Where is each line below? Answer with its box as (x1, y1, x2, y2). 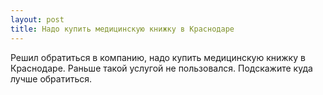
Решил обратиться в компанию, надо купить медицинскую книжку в (10, 51, 306, 63)
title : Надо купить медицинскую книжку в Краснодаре (10, 24, 235, 34)
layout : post (10, 14, 65, 25)
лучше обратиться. (10, 72, 93, 85)
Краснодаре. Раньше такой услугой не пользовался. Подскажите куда (10, 62, 313, 74)
